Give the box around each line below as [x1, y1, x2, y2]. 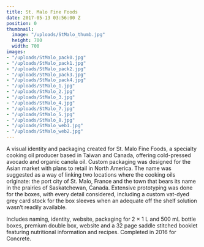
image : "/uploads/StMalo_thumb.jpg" [12, 32, 105, 38]
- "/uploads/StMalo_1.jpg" [6, 83, 75, 89]
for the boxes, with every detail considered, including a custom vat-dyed [6, 191, 190, 197]
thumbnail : [6, 26, 34, 32]
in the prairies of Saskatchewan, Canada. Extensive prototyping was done [6, 184, 193, 191]
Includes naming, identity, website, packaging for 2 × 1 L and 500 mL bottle [6, 215, 196, 223]
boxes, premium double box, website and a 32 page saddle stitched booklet [6, 222, 198, 229]
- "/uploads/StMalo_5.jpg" [6, 111, 75, 117]
